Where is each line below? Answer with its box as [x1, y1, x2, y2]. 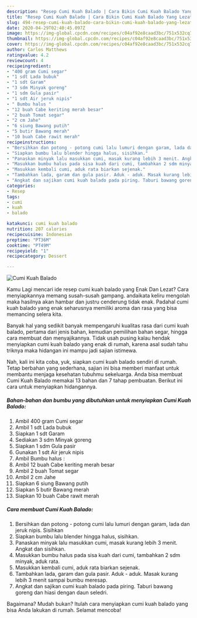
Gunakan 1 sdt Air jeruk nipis [15, 449, 84, 456]
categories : [6, 183, 36, 189]
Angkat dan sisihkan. [15, 545, 66, 552]
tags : [6, 194, 20, 200]
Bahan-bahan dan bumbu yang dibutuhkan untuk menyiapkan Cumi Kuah [6, 397, 191, 404]
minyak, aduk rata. [15, 558, 60, 565]
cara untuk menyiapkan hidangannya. [6, 383, 97, 390]
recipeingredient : [6, 63, 51, 69]
